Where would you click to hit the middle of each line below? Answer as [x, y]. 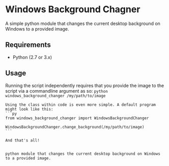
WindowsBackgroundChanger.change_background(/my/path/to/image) [75, 127]
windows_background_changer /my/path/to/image [55, 96]
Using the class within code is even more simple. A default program [81, 105]
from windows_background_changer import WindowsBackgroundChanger [77, 118]
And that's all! [22, 140]
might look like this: [29, 109]
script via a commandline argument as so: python [57, 91]
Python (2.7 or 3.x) [32, 57]
